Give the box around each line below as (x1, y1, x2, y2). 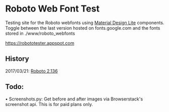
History (5, 55, 29, 63)
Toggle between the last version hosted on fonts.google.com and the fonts (5, 25, 160, 31)
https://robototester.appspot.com (5, 40, 75, 46)
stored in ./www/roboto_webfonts (5, 30, 75, 36)
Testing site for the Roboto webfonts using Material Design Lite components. (5, 20, 164, 26)
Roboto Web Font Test (5, 3, 100, 15)
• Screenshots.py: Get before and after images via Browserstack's (5, 96, 143, 102)
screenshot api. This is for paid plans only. (5, 101, 93, 107)
